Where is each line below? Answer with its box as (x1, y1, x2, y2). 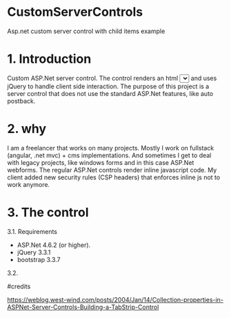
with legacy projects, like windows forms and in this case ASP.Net (7, 158, 194, 166)
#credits (7, 282, 31, 290)
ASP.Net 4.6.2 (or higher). (17, 241, 91, 249)
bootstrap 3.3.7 (17, 255, 61, 264)
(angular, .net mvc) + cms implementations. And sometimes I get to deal (7, 151, 212, 159)
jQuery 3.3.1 (17, 248, 51, 256)
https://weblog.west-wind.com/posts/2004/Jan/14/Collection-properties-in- (7, 295, 224, 304)
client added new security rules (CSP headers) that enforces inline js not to (7, 173, 221, 181)
